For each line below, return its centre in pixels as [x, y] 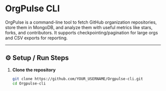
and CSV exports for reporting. [37, 38]
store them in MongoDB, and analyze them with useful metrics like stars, [79, 27]
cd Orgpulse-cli [29, 83]
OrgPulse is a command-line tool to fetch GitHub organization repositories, [81, 22]
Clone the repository [34, 70]
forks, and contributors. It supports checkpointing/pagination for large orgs [82, 32]
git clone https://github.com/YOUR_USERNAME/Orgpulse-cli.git [78, 79]
